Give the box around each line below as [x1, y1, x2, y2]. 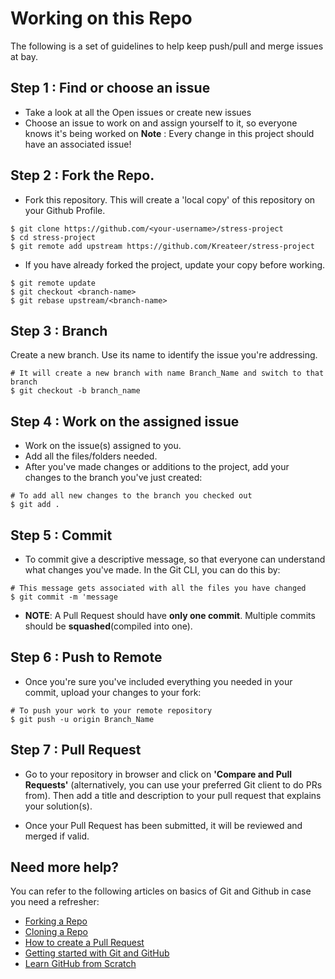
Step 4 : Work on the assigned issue [10, 413, 240, 430]
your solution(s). [24, 800, 93, 812]
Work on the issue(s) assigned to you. [24, 440, 182, 452]
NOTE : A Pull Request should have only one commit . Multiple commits [24, 610, 316, 621]
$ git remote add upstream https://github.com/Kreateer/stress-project [10, 241, 315, 251]
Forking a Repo [24, 915, 88, 927]
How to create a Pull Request [24, 937, 145, 949]
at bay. [10, 50, 39, 62]
